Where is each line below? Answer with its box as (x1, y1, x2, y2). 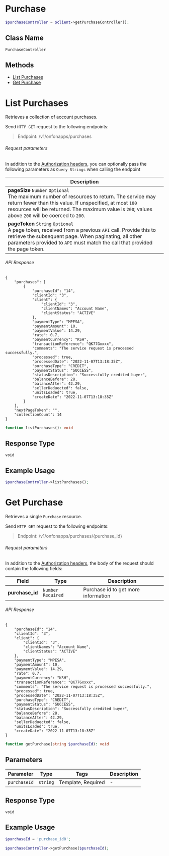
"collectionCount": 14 (14, 412, 62, 417)
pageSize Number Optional (8, 186, 69, 193)
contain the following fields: (5, 566, 63, 572)
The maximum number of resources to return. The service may (8, 193, 156, 200)
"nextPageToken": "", (14, 408, 59, 413)
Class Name (5, 34, 44, 42)
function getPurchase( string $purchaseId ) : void (5, 741, 109, 746)
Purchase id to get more (83, 586, 140, 593)
